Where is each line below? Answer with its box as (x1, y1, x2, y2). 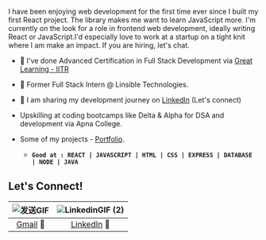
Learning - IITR (19, 64, 69, 74)
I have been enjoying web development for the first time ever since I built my (8, 7, 259, 16)
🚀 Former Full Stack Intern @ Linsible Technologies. (19, 79, 189, 89)
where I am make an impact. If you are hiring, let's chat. (8, 41, 191, 50)
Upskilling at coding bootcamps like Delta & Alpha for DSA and (19, 110, 225, 120)
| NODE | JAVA (31, 158, 79, 166)
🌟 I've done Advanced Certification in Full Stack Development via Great (19, 56, 253, 65)
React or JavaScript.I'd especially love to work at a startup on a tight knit (8, 32, 246, 41)
